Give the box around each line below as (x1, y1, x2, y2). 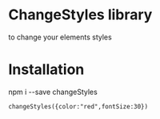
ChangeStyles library (8, 6, 153, 24)
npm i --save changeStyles (8, 87, 98, 96)
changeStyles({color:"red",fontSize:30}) (8, 102, 149, 110)
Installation (8, 60, 85, 79)
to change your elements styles (8, 32, 112, 42)
